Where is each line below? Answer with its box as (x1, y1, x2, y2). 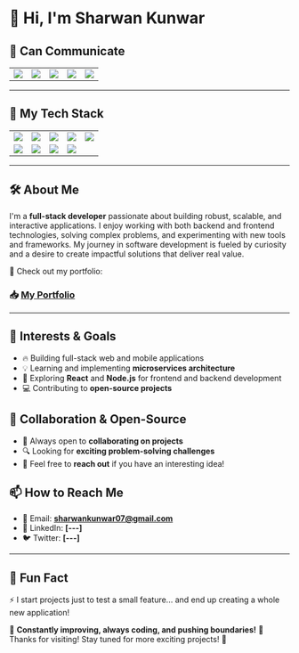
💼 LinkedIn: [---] (21, 523, 83, 534)
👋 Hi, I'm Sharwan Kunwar (9, 8, 206, 29)
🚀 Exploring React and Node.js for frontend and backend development (21, 372, 282, 383)
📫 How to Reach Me (9, 485, 124, 500)
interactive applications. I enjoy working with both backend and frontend (9, 220, 275, 231)
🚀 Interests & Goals (9, 329, 117, 344)
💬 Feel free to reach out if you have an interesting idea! (21, 458, 225, 469)
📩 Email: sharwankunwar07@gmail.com (21, 513, 174, 524)
